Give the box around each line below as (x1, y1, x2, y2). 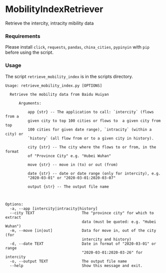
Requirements (5, 33, 41, 40)
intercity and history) (81, 237, 132, 242)
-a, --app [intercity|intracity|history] (10, 206, 98, 211)
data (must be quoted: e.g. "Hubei (81, 219, 156, 224)
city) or (5, 131, 24, 136)
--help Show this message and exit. (10, 263, 143, 268)
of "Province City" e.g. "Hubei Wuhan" (27, 153, 112, 159)
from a (5, 114, 19, 119)
